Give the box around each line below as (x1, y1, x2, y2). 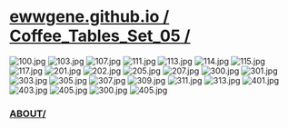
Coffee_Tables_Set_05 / (9, 25, 191, 46)
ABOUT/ (9, 107, 47, 120)
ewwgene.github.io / (9, 6, 170, 27)
